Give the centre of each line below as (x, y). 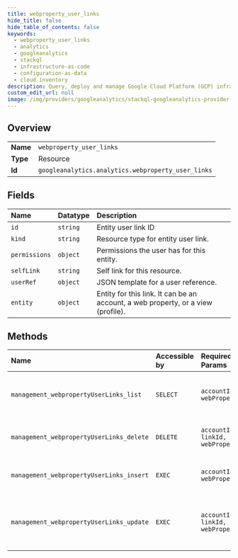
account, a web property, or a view (154, 302)
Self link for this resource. (139, 271)
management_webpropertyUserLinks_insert (80, 476)
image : (17, 100)
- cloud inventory (41, 80)
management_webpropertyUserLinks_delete (80, 437)
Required (216, 356)
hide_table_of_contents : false (53, 27)
